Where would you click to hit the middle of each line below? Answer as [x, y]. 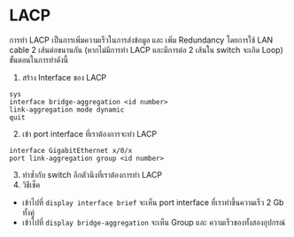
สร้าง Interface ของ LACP [64, 77]
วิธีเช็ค [31, 184]
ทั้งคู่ [28, 212]
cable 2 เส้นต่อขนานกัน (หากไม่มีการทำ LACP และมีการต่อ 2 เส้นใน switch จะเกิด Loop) [146, 50]
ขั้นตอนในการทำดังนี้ [39, 59]
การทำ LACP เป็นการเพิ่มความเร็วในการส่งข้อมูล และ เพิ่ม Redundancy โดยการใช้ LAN [141, 40]
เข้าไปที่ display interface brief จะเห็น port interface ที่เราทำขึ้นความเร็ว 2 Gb [153, 202]
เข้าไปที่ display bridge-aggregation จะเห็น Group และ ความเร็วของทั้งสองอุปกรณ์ [154, 222]
